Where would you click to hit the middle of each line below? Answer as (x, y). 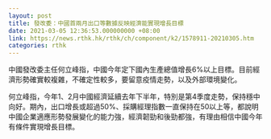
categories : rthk (38, 46)
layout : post (30, 16)
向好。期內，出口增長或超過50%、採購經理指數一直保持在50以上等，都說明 (134, 107)
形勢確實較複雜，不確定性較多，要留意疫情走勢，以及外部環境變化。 (128, 80)
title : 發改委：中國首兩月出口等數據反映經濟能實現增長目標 (96, 23)
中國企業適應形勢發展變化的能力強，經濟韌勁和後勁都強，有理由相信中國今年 (135, 117)
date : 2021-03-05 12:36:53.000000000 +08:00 (84, 31)
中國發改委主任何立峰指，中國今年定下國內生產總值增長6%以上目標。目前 (131, 70)
